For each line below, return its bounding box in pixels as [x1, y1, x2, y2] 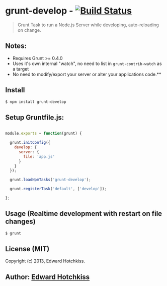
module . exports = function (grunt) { [5, 131, 82, 136]
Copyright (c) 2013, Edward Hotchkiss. [5, 258, 86, 264]
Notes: [5, 42, 27, 50]
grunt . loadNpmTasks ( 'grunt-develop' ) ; [10, 177, 92, 183]
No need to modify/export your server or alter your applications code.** [12, 71, 161, 77]
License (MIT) [5, 245, 50, 253]
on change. [17, 27, 41, 33]
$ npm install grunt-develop [5, 99, 66, 104]
